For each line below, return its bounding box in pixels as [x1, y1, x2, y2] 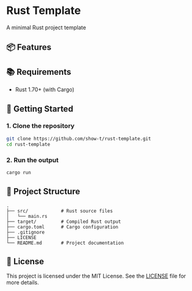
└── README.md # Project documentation [6, 240, 124, 246]
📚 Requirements [6, 66, 71, 77]
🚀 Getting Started [6, 103, 74, 114]
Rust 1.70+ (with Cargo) [15, 86, 75, 93]
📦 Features [6, 42, 52, 52]
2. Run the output [6, 156, 59, 164]
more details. [6, 279, 40, 286]
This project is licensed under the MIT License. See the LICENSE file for [6, 272, 187, 280]
